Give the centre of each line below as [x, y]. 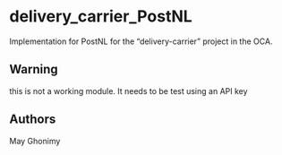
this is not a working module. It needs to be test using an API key [128, 90]
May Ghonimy [35, 141]
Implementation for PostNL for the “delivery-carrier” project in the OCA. [141, 41]
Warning [34, 69]
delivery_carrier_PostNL [101, 17]
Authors [33, 120]
